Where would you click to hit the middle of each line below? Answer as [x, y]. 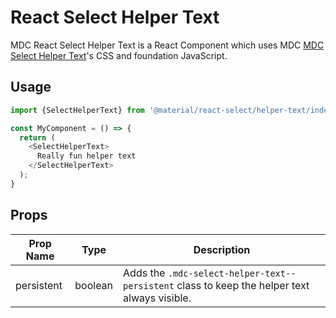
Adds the [144, 273]
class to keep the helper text [243, 285]
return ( [37, 137]
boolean [94, 285]
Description [222, 249]
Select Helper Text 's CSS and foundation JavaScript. [119, 55]
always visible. [157, 298]
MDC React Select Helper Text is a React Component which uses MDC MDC [167, 45]
